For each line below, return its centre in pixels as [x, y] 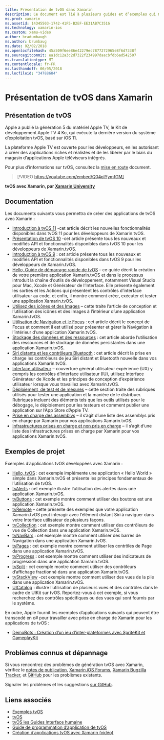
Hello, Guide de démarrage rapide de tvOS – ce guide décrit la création [83, 269]
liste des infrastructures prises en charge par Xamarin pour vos [76, 431]
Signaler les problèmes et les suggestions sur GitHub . [59, 685]
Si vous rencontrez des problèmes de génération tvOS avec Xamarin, [74, 665]
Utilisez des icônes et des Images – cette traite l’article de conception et [84, 306]
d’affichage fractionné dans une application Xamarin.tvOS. [71, 572]
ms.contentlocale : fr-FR [30, 64]
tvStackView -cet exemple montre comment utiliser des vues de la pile [83, 577]
